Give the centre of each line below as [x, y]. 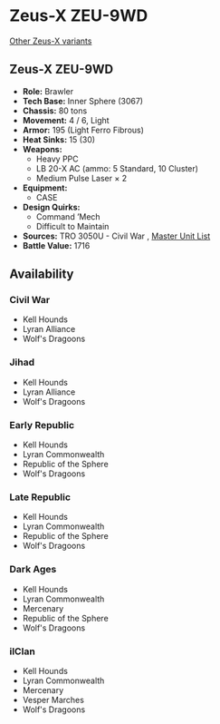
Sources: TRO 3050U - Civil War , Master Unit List [116, 236]
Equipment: [45, 188]
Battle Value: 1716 [56, 245]
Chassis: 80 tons [55, 111]
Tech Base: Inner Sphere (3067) [82, 101]
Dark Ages [33, 570]
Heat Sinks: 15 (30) [59, 139]
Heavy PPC [57, 159]
